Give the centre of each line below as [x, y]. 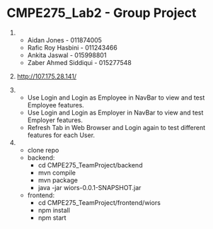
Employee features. [56, 105]
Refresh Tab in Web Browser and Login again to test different [116, 127]
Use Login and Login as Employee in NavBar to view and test [116, 98]
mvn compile [57, 172]
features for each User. [61, 135]
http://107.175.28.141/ [47, 76]
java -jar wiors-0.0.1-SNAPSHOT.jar [90, 187]
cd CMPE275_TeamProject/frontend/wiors [99, 202]
